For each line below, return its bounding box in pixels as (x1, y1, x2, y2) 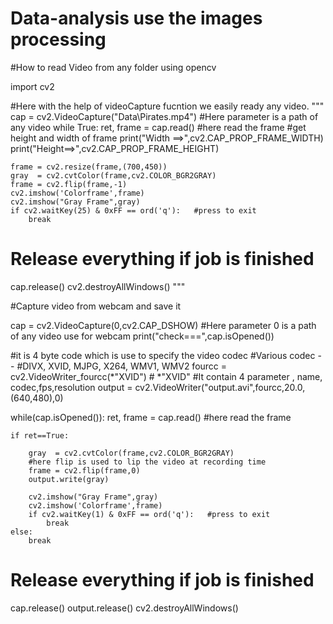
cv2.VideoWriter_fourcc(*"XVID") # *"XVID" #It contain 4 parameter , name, (10, 370, 323, 382)
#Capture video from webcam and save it (10, 300, 182, 312)
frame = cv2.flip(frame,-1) (10, 179, 128, 189)
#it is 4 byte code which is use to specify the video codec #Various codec (10, 349, 316, 361)
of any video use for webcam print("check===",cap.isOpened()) (10, 330, 275, 342)
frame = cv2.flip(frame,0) (28, 465, 141, 476)
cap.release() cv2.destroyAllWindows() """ (10, 280, 186, 292)
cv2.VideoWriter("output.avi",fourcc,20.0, (134, 381, 306, 393)
